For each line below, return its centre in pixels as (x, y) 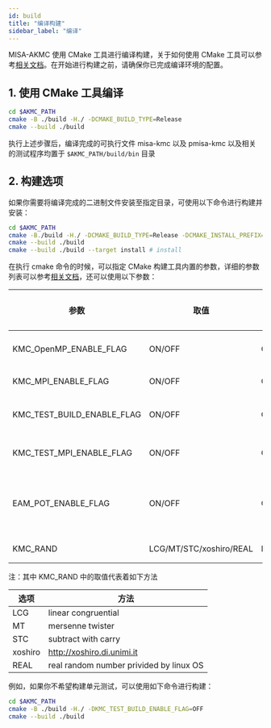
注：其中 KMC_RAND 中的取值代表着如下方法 (83, 577)
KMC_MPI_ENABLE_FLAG (61, 382)
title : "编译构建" (37, 23)
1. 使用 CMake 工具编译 (66, 92)
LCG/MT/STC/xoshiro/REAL (201, 549)
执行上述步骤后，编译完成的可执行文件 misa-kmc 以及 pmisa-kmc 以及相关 (132, 143)
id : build (25, 16)
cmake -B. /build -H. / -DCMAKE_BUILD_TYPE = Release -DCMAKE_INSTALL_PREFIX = (137, 235)
